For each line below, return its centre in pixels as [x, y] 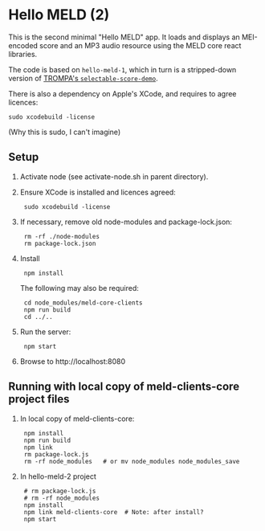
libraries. [23, 54]
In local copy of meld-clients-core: [77, 419]
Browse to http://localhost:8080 [73, 361]
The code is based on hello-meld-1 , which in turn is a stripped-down [122, 69]
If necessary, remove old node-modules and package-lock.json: [126, 222]
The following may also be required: [79, 288]
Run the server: [45, 332]
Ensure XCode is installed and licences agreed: [98, 192]
